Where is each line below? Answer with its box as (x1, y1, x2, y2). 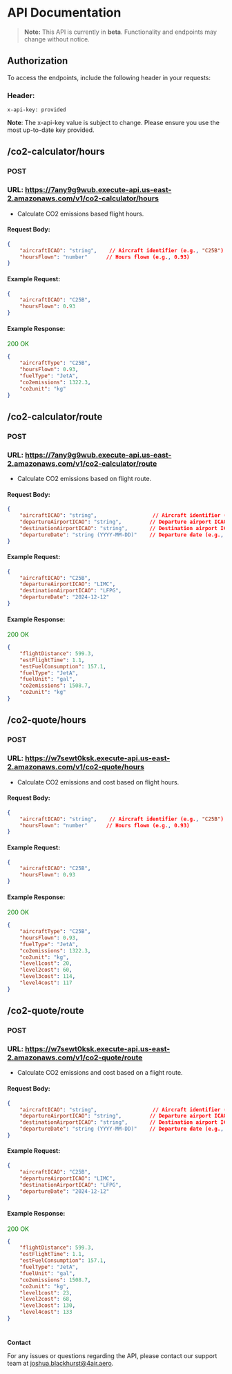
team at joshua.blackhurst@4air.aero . (7, 1359, 114, 1368)
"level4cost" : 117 (19, 979, 72, 986)
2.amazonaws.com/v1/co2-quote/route (7, 1053, 143, 1062)
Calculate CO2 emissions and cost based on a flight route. (17, 1069, 183, 1077)
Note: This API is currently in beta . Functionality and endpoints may (23, 28, 217, 36)
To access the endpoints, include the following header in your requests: (7, 73, 211, 82)
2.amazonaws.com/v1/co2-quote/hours (7, 762, 145, 772)
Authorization (7, 55, 68, 67)
